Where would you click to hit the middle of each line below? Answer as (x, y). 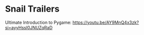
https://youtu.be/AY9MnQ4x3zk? (106, 22)
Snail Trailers (32, 9)
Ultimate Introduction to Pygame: (38, 22)
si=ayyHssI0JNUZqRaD (29, 27)
